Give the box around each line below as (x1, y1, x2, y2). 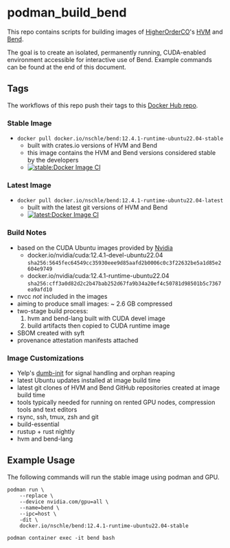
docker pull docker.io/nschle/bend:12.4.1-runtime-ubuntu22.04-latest (16, 198, 224, 204)
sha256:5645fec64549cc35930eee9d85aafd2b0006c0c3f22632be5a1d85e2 (27, 260, 222, 266)
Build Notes (7, 228, 47, 238)
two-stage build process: (16, 306, 89, 315)
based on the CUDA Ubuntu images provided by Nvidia (16, 243, 173, 252)
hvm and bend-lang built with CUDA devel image (27, 314, 166, 322)
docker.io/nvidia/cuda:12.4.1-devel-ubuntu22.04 (27, 251, 163, 259)
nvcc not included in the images (16, 292, 108, 300)
